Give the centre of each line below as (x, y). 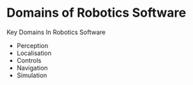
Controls (29, 60)
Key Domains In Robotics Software (56, 32)
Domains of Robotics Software (96, 13)
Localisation (34, 53)
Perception (32, 45)
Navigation (32, 68)
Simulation (32, 75)
